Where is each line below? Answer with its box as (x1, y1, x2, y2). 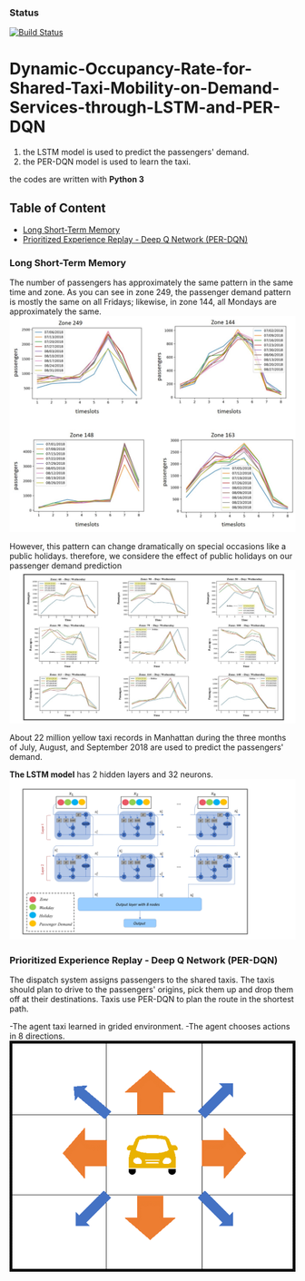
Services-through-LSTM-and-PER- (9, 97, 281, 118)
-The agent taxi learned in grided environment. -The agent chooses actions (9, 1021, 290, 1032)
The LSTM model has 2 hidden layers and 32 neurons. (9, 769, 213, 780)
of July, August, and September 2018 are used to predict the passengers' (9, 742, 284, 753)
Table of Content (9, 200, 106, 215)
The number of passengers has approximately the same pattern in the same (9, 277, 293, 288)
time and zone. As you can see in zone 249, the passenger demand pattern (9, 287, 291, 298)
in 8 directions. (9, 1030, 65, 1041)
